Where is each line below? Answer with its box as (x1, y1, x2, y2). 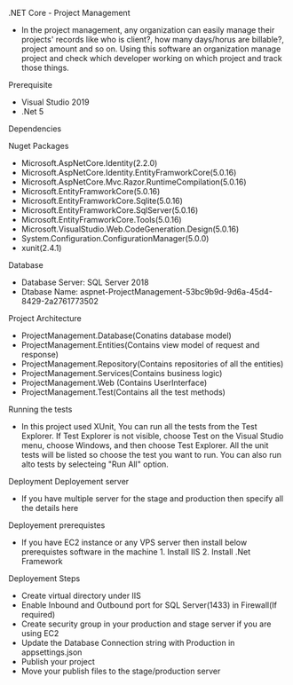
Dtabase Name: (20, 287, 79, 296)
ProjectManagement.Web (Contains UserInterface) (20, 377, 208, 388)
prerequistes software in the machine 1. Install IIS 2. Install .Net (20, 547, 251, 557)
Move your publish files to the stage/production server (20, 665, 221, 676)
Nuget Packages (8, 141, 69, 151)
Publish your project (20, 657, 95, 666)
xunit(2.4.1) (20, 243, 62, 253)
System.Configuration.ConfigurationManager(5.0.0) (20, 233, 210, 243)
